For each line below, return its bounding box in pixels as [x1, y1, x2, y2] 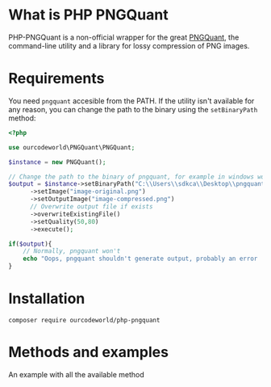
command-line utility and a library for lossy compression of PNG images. [8, 40, 250, 50]
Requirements [8, 69, 105, 88]
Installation [8, 289, 85, 308]
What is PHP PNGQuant [8, 6, 169, 24]
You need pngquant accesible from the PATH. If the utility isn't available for [8, 95, 255, 106]
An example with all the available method [8, 369, 145, 379]
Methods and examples [8, 343, 169, 361]
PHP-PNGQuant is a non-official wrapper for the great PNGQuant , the [8, 32, 240, 42]
